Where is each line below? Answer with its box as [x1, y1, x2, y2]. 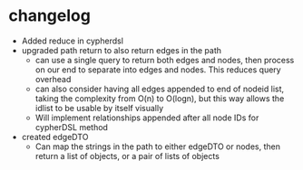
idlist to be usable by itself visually [34, 102, 164, 113]
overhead [34, 73, 72, 84]
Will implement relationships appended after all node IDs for [34, 112, 259, 123]
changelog [8, 5, 92, 26]
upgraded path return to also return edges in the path [21, 44, 222, 55]
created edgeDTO [21, 131, 89, 142]
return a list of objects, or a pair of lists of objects [34, 150, 220, 161]
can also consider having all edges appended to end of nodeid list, [34, 83, 285, 94]
